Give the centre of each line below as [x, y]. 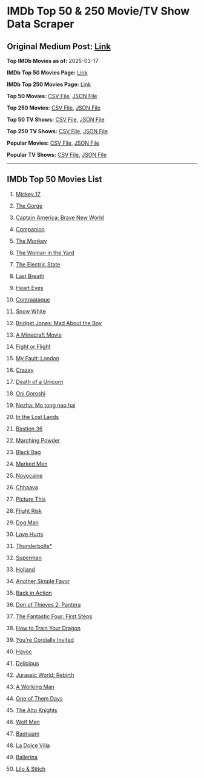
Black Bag [28, 452]
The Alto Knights [37, 710]
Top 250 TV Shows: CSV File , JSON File [58, 131]
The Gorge [29, 206]
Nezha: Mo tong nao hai [45, 405]
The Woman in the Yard [45, 252]
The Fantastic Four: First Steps [54, 616]
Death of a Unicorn [39, 381]
